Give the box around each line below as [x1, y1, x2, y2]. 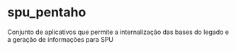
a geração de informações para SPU [7, 35, 113, 43]
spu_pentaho [7, 4, 86, 21]
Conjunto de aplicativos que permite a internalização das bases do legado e [7, 28, 229, 36]
